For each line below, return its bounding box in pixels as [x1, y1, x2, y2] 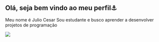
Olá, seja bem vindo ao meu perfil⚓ [5, 4, 117, 12]
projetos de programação [5, 22, 57, 28]
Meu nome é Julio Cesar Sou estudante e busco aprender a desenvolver [5, 17, 154, 22]
